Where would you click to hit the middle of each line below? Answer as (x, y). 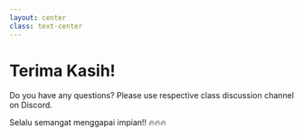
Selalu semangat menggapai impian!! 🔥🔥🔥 (88, 123)
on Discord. (31, 105)
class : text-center (46, 26)
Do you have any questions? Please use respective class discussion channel (151, 96)
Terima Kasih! (62, 71)
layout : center (38, 18)
